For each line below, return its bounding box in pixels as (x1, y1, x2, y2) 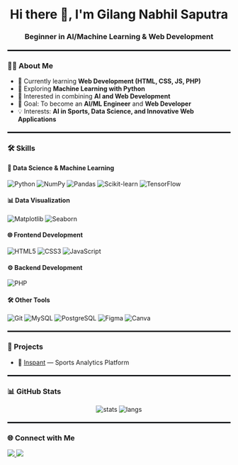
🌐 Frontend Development (7, 230, 84, 240)
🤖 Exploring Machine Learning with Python (17, 84, 145, 93)
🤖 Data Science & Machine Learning (7, 163, 115, 172)
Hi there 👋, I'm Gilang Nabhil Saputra (9, 6, 229, 23)
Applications (17, 115, 57, 123)
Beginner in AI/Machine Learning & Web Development (24, 32, 214, 42)
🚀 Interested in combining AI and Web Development (17, 92, 171, 101)
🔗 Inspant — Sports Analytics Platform (17, 358, 130, 366)
